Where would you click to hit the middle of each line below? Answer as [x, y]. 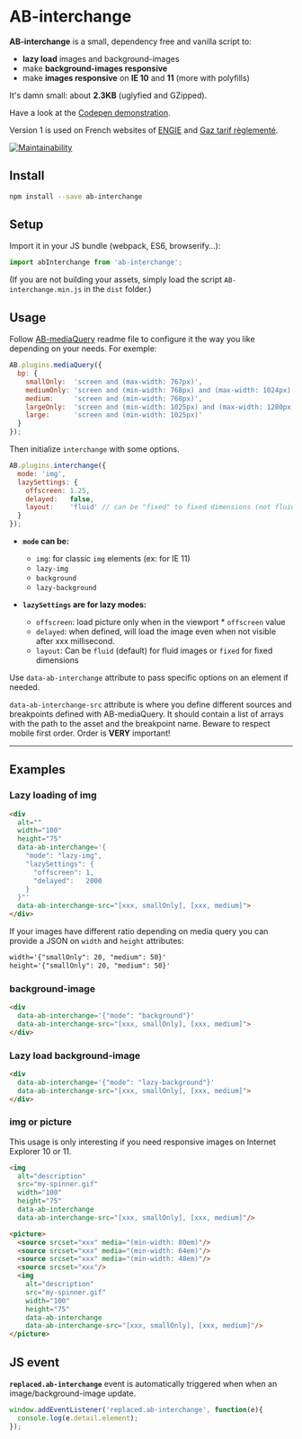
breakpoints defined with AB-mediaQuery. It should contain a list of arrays [147, 714]
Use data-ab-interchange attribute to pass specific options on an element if [149, 677]
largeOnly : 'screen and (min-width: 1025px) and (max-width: [144, 407]
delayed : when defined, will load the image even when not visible [156, 631]
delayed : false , [60, 499]
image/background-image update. [73, 1393]
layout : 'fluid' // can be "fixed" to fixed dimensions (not [148, 508]
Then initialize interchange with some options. [94, 449]
